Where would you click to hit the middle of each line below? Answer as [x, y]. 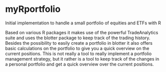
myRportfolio [33, 9]
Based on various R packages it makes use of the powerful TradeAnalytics [82, 32]
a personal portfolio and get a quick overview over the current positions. [79, 64]
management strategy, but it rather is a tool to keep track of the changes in [82, 59]
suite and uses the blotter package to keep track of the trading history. [78, 38]
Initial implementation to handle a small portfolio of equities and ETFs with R [83, 23]
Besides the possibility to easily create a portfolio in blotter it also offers [79, 43]
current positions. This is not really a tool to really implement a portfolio [78, 54]
